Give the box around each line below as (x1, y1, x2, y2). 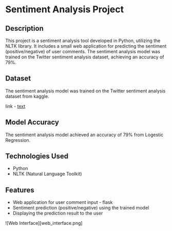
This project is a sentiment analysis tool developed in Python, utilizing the (5, 37, 161, 44)
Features (5, 185, 34, 194)
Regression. (5, 137, 31, 143)
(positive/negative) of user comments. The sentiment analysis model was (5, 49, 161, 54)
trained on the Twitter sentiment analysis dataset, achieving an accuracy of (5, 54, 164, 60)
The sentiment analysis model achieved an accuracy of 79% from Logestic (5, 132, 164, 138)
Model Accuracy (5, 118, 59, 127)
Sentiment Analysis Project (5, 4, 124, 15)
